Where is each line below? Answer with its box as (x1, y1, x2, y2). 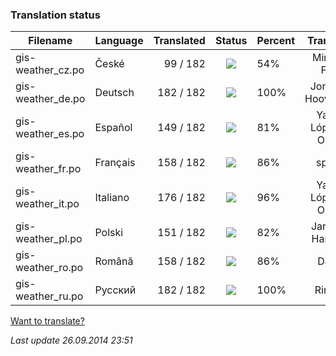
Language (94, 34, 144, 48)
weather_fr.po (15, 162, 82, 176)
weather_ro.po (15, 261, 84, 275)
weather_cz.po (15, 63, 85, 77)
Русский (94, 283, 137, 297)
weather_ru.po (15, 289, 84, 303)
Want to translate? (10, 315, 85, 327)
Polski (94, 226, 124, 240)
